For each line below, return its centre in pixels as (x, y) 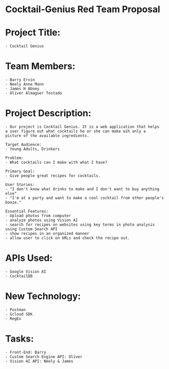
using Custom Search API (31, 229)
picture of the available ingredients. (47, 136)
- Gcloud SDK (19, 314)
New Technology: (43, 296)
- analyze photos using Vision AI (42, 220)
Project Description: (48, 113)
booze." (13, 202)
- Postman (16, 310)
